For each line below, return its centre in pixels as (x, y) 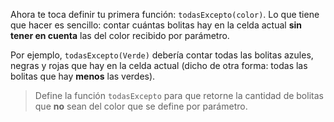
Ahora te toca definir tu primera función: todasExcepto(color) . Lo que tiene (165, 14)
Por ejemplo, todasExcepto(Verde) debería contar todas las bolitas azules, (162, 55)
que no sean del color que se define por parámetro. (141, 106)
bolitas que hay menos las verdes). (83, 76)
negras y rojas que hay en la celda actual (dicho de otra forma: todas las (159, 65)
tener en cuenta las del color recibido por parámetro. (120, 35)
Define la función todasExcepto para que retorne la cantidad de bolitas (179, 95)
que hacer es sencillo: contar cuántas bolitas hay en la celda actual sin (156, 25)
